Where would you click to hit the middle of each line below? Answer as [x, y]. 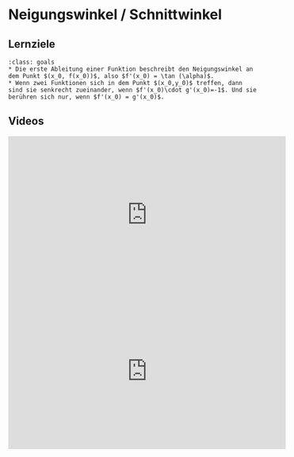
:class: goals [32, 62]
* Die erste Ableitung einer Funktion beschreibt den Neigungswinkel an [131, 69]
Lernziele [32, 44]
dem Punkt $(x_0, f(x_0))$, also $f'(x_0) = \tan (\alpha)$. [111, 76]
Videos [26, 121]
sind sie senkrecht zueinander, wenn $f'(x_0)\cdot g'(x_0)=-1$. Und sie [133, 90]
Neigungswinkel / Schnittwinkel [115, 15]
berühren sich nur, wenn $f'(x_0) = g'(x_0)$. [86, 97]
